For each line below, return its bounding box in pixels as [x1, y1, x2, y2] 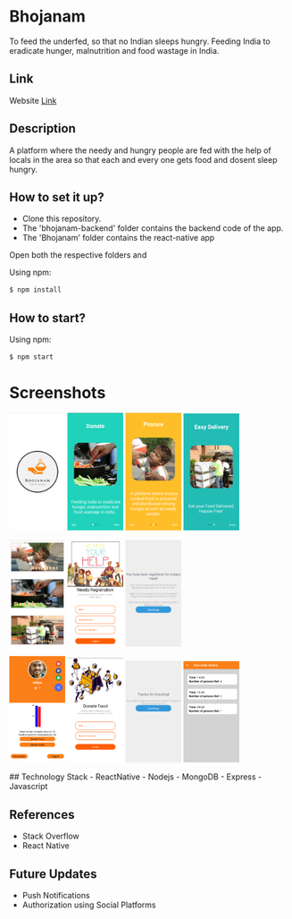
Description [9, 121, 76, 136]
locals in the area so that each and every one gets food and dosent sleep [9, 154, 278, 165]
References [9, 807, 75, 822]
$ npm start [9, 353, 54, 362]
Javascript [9, 781, 48, 792]
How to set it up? [9, 190, 104, 205]
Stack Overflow [21, 830, 80, 842]
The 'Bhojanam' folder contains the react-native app [21, 233, 215, 243]
